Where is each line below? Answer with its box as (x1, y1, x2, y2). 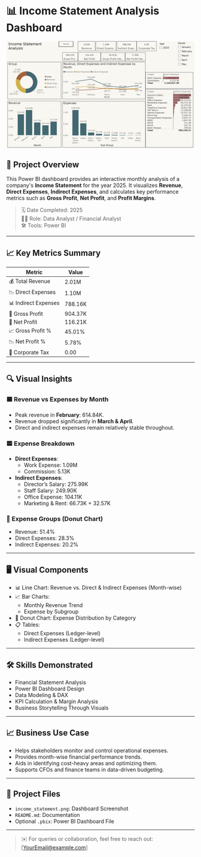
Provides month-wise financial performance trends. (14, 753, 142, 761)
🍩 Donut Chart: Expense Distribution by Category (14, 614, 136, 621)
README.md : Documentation (14, 811, 80, 818)
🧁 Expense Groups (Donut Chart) (6, 514, 103, 523)
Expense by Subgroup (23, 608, 79, 615)
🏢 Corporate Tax (8, 348, 50, 356)
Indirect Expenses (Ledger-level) (23, 636, 105, 644)
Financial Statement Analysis (14, 678, 87, 686)
